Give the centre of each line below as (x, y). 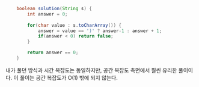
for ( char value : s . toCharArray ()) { (74, 25)
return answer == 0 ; (53, 53)
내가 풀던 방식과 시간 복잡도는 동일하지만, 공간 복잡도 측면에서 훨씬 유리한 (91, 70)
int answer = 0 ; (47, 14)
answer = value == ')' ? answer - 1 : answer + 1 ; (100, 31)
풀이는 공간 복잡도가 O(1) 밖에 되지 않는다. (69, 77)
